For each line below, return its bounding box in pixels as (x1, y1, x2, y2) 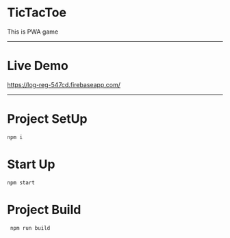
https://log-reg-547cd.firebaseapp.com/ (7, 80, 121, 88)
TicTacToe (7, 5, 67, 21)
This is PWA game (7, 27, 59, 36)
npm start (7, 179, 36, 186)
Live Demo (7, 58, 68, 73)
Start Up (7, 156, 55, 172)
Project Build (7, 202, 81, 217)
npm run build (10, 224, 51, 231)
